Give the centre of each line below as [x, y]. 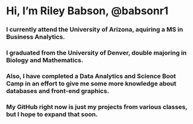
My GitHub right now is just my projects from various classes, [97, 107]
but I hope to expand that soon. [52, 114]
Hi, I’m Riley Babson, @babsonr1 [87, 11]
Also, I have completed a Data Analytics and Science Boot [91, 76]
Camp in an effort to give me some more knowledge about [91, 83]
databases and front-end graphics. [58, 91]
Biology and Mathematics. [45, 61]
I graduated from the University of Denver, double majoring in [96, 53]
